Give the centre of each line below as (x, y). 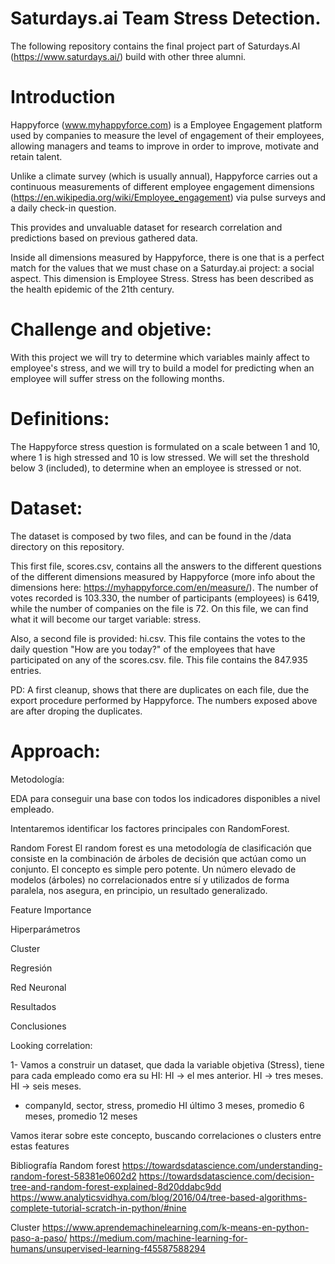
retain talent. (36, 156)
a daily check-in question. (63, 208)
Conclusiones (38, 1026)
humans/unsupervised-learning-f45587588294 (108, 1248)
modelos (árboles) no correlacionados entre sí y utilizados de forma (150, 879)
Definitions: (60, 419)
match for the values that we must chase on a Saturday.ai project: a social (162, 268)
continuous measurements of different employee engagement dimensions (162, 186)
